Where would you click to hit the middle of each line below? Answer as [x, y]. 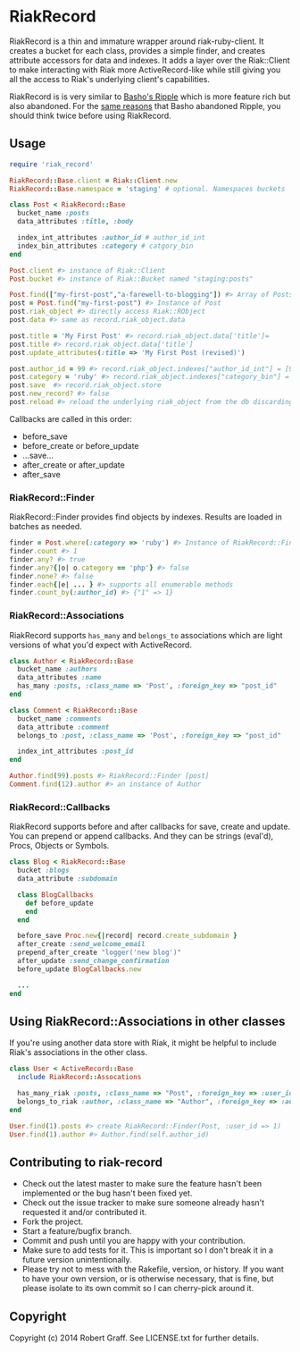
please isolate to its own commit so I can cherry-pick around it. [138, 1289]
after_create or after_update [73, 465]
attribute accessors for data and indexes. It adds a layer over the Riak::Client [150, 60]
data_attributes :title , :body [75, 222]
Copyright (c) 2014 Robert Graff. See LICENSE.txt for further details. [134, 1338]
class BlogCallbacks [55, 895]
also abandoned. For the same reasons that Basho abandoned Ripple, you [145, 106]
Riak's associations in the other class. [78, 1052]
